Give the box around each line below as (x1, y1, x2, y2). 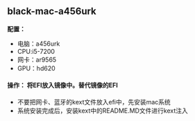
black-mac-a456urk (7, 6, 97, 17)
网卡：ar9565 (17, 55, 57, 64)
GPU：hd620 (17, 64, 56, 72)
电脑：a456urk (17, 39, 60, 48)
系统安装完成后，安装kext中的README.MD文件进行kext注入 (17, 106, 189, 115)
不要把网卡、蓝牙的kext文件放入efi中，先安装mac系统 (17, 98, 171, 106)
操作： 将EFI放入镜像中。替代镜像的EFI (7, 81, 118, 89)
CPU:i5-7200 (17, 47, 56, 55)
